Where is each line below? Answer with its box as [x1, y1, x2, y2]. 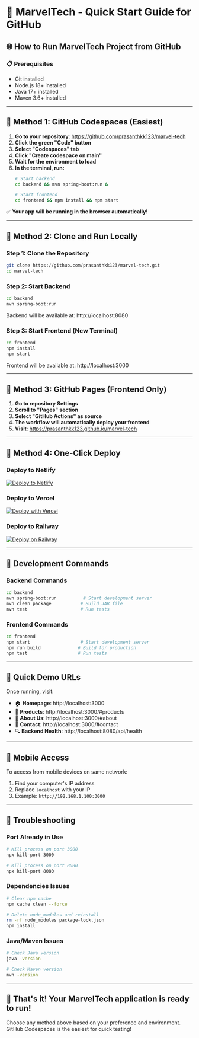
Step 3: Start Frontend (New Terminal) [6, 326, 118, 334]
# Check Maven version [6, 966, 62, 973]
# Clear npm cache [6, 895, 52, 902]
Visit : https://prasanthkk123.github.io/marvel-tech [14, 425, 137, 432]
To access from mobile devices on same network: [6, 768, 128, 775]
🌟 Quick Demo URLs [6, 672, 81, 682]
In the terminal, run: [14, 164, 65, 171]
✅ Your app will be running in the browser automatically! [6, 208, 148, 215]
